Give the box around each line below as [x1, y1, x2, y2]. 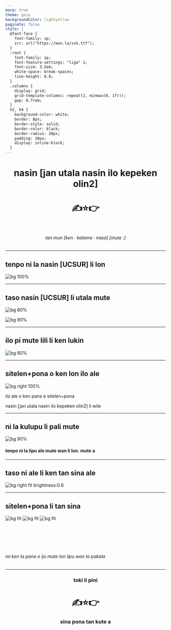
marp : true [5, 7, 28, 13]
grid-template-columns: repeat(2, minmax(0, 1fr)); [14, 93, 126, 98]
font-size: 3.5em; [14, 64, 53, 69]
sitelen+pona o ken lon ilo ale [5, 369, 100, 378]
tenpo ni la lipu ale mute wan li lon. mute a [5, 448, 95, 454]
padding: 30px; [14, 136, 47, 141]
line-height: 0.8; [14, 74, 53, 79]
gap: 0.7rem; [14, 98, 42, 103]
